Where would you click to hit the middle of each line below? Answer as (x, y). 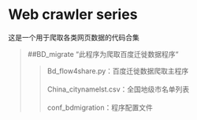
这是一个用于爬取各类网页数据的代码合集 (74, 37)
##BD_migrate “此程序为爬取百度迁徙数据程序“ (103, 54)
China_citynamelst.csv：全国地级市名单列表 (118, 89)
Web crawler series (73, 15)
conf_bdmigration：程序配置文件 (100, 107)
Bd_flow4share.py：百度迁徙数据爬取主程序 (118, 71)
